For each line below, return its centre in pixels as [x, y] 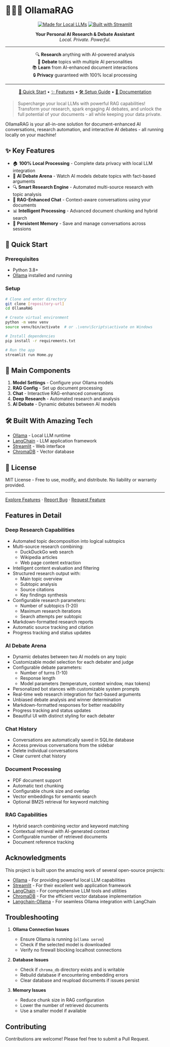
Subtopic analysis [38, 584]
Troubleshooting [32, 917]
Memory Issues [29, 990]
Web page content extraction [50, 562]
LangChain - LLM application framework [55, 441]
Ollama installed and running [42, 275]
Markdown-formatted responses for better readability [68, 705]
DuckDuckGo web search [47, 552]
